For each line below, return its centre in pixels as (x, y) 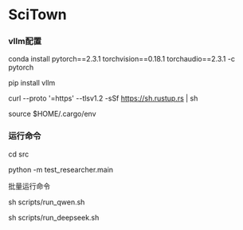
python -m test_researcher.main (61, 169)
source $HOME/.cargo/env (53, 114)
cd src (19, 154)
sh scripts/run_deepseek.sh (54, 217)
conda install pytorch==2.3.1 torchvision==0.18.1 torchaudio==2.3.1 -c (121, 59)
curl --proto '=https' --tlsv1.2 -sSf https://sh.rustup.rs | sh (103, 98)
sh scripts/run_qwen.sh (47, 202)
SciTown (37, 15)
